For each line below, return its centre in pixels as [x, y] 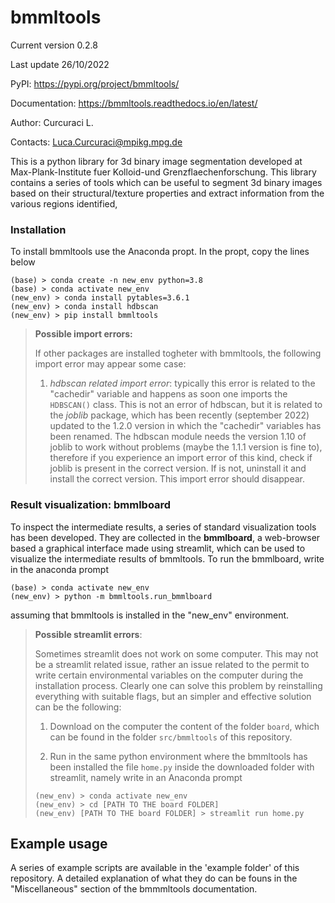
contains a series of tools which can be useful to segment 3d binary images [166, 182]
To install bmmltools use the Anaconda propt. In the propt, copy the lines [160, 252]
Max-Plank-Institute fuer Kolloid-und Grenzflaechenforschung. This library [163, 172]
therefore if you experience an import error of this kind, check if [181, 458]
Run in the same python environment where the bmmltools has [178, 756]
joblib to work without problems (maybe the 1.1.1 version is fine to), [186, 447]
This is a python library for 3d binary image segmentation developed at [156, 161]
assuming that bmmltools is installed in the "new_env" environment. [150, 615]
